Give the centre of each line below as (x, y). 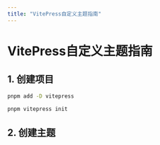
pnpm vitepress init (38, 109)
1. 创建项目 (31, 80)
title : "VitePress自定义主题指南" (55, 14)
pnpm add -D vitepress (41, 96)
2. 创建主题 (32, 133)
